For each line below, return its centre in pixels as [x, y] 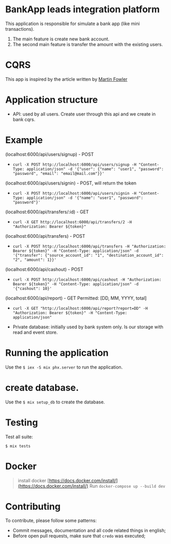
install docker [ [33, 480]
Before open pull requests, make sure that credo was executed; [79, 536]
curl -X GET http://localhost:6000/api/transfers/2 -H [72, 222]
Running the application [57, 353]
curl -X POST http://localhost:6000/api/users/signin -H [75, 193]
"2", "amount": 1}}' [34, 260]
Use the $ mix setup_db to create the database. [55, 402]
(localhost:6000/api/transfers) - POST [45, 236]
